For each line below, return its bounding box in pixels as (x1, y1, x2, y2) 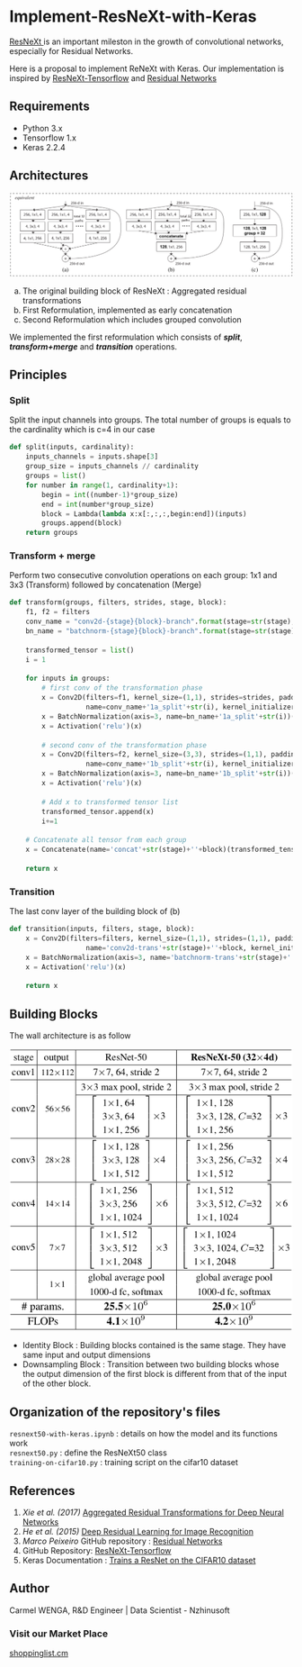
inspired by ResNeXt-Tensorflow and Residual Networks (9, 72, 218, 83)
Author (9, 1581, 49, 1596)
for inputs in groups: (25, 674, 111, 684)
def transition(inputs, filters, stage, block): (9, 925, 195, 934)
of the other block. (22, 1378, 92, 1389)
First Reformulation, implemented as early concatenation (22, 304, 233, 315)
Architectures (9, 168, 89, 184)
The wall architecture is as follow (9, 1030, 132, 1041)
